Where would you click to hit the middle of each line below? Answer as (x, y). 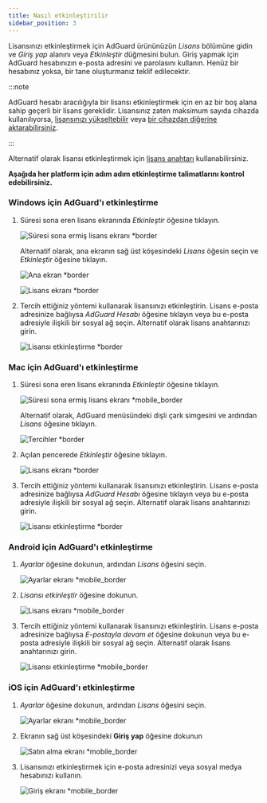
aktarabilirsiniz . (33, 127)
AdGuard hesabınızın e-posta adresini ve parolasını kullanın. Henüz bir (124, 63)
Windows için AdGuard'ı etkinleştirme (83, 202)
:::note (19, 86)
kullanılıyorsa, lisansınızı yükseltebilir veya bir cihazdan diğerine (113, 119)
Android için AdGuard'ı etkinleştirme (80, 547)
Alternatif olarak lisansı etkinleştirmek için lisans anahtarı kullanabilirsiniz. (128, 158)
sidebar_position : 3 (43, 23)
